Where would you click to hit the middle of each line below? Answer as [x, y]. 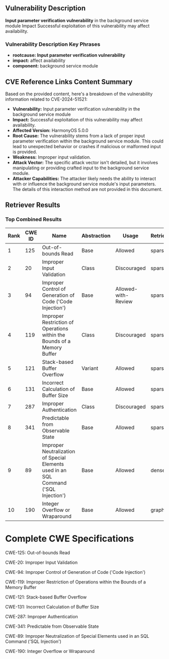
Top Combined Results [33, 220]
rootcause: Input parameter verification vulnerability [69, 55]
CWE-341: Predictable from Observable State [52, 626]
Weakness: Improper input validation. [52, 157]
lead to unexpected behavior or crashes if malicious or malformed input [87, 146]
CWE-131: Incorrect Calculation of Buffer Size [52, 607]
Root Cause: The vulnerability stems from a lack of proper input [78, 136]
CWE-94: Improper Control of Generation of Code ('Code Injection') [75, 572]
